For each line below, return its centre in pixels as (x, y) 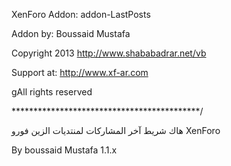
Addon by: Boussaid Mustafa (71, 33)
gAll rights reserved (52, 92)
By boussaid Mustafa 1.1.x (64, 150)
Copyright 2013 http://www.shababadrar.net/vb (109, 53)
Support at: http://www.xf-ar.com (80, 72)
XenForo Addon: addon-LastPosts (81, 14)
